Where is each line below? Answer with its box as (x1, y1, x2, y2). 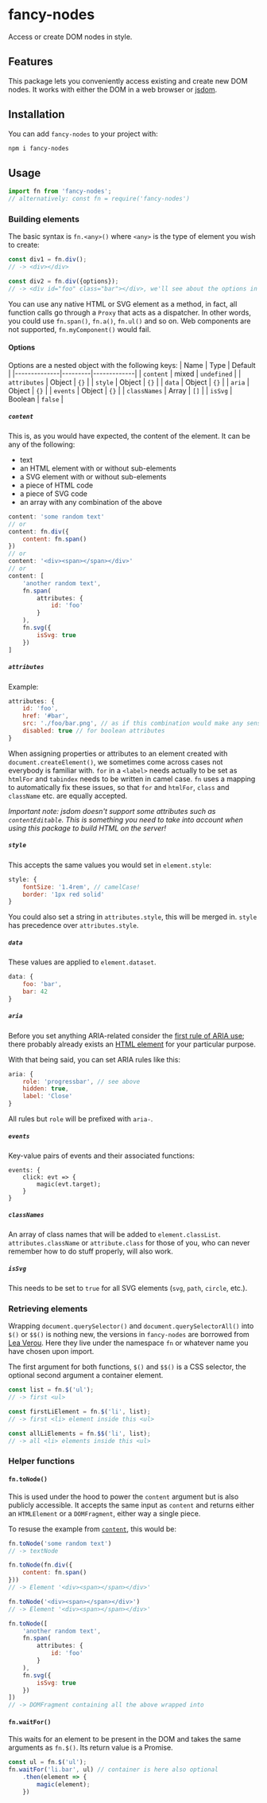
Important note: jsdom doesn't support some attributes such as (8, 806, 216, 815)
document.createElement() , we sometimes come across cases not (8, 757, 223, 766)
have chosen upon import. (8, 1347, 95, 1356)
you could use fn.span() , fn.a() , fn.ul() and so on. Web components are (8, 316, 251, 326)
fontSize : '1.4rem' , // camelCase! (22, 882, 141, 891)
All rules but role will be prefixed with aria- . (8, 1114, 153, 1124)
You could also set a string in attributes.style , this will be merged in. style (8, 912, 257, 921)
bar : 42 (22, 988, 48, 995)
